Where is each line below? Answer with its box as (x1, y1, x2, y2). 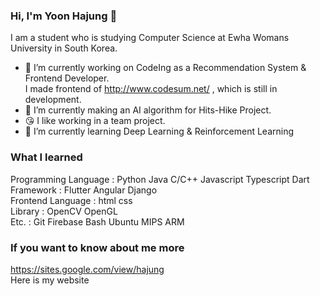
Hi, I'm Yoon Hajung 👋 (10, 9, 118, 23)
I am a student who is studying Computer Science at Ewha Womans (10, 32, 290, 44)
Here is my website (10, 274, 90, 286)
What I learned (10, 150, 83, 164)
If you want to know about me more (10, 240, 185, 254)
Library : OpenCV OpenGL (10, 205, 118, 217)
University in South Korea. (10, 42, 118, 54)
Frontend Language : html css (10, 194, 133, 206)
